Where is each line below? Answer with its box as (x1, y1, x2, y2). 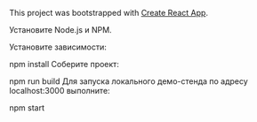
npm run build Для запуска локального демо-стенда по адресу (9, 76, 249, 87)
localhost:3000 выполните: (9, 86, 110, 95)
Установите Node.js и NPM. (9, 25, 113, 34)
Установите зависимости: (9, 42, 107, 52)
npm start (9, 103, 45, 113)
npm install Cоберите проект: (9, 59, 120, 69)
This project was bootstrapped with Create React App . (9, 8, 209, 18)
